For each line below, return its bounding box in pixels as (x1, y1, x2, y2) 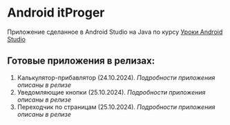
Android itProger (7, 5, 105, 21)
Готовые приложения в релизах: (7, 55, 155, 67)
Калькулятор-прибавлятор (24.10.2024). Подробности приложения (17, 73, 215, 81)
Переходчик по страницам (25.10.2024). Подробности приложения (17, 102, 215, 111)
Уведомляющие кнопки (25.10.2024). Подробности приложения (17, 88, 206, 96)
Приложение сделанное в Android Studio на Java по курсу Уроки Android (7, 28, 223, 36)
